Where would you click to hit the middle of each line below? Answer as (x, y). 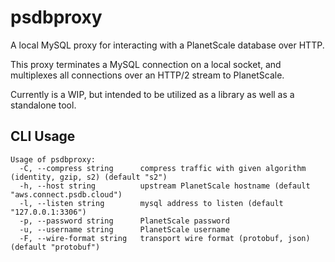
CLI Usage (43, 136)
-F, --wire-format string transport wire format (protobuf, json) (165, 238)
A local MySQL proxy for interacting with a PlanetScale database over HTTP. (167, 45)
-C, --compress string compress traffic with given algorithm (163, 168)
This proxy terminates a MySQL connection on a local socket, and (146, 64)
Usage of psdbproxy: (53, 159)
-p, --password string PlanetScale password (124, 221)
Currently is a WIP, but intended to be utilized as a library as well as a (152, 94)
